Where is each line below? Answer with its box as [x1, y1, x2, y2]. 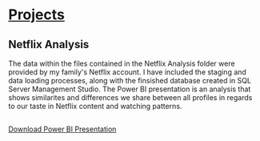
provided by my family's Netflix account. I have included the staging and [8, 67, 246, 77]
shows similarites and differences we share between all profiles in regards [8, 93, 253, 102]
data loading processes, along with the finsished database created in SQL [8, 76, 252, 85]
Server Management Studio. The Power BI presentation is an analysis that [8, 84, 251, 94]
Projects [8, 6, 66, 24]
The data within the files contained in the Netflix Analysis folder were [8, 58, 235, 68]
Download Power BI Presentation [8, 124, 117, 134]
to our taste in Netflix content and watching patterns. [8, 102, 182, 111]
